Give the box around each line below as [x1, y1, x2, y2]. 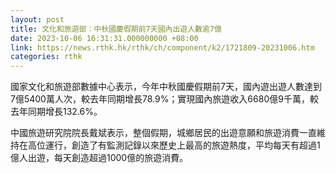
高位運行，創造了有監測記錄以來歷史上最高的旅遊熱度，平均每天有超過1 [27, 139, 321, 151]
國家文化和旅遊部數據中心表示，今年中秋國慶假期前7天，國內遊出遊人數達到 [10, 81, 322, 93]
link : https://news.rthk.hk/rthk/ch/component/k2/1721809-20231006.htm [10, 42, 315, 53]
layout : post [10, 14, 65, 25]
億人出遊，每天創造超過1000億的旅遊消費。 [10, 152, 189, 164]
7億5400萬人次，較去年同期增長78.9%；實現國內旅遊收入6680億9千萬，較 [10, 93, 319, 105]
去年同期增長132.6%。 [10, 106, 103, 118]
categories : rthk [10, 52, 83, 62]
